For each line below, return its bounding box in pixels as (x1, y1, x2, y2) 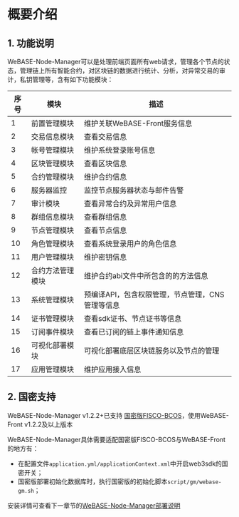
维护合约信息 (84, 172, 127, 182)
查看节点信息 (84, 225, 127, 235)
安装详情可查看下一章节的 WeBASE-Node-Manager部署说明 (7, 501, 181, 510)
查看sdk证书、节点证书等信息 (84, 314, 182, 323)
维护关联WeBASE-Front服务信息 (84, 118, 193, 128)
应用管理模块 (31, 364, 75, 374)
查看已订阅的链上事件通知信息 (84, 327, 184, 337)
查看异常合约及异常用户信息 (84, 199, 177, 208)
